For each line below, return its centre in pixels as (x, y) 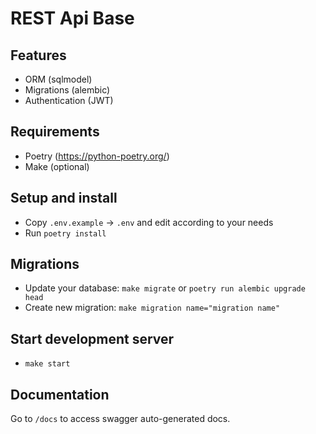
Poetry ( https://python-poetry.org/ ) (97, 156)
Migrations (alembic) (67, 90)
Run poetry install (65, 233)
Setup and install (64, 198)
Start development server (92, 338)
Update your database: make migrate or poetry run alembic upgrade (165, 288)
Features (38, 55)
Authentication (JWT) (69, 100)
